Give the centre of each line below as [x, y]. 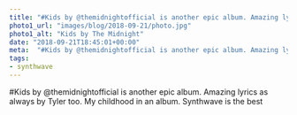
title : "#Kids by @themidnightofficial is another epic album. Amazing [144, 17]
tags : [19, 58]
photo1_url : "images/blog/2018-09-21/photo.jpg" [100, 26]
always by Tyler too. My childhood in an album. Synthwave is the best [136, 101]
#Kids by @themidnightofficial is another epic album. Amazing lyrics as [139, 92]
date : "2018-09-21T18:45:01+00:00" [75, 42]
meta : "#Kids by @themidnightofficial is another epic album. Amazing [144, 50]
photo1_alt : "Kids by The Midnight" [76, 34]
